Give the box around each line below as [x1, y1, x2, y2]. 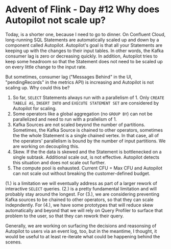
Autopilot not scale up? [5, 14, 106, 26]
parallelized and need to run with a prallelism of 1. [12, 116, 117, 122]
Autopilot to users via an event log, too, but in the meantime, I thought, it [5, 228, 157, 234]
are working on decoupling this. [12, 143, 80, 149]
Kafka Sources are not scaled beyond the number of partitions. [12, 121, 145, 128]
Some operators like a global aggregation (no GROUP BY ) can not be [12, 111, 153, 117]
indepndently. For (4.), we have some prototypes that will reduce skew [5, 202, 154, 208]
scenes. [5, 239, 22, 245]
